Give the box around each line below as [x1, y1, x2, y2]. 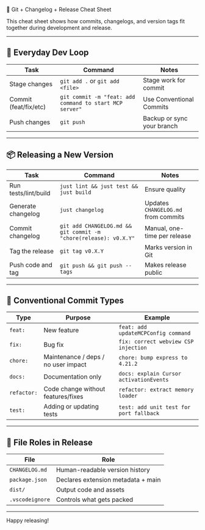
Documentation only [43, 372, 102, 381]
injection [118, 344, 148, 351]
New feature [43, 326, 79, 335]
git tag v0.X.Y [60, 247, 104, 255]
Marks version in [144, 243, 192, 252]
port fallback [118, 410, 160, 417]
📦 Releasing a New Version [6, 150, 114, 160]
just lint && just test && [60, 183, 138, 189]
